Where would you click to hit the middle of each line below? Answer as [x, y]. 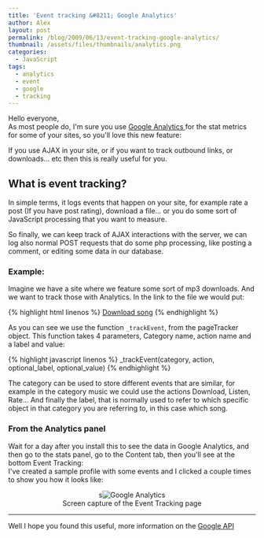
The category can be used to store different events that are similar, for [122, 384]
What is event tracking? [68, 183]
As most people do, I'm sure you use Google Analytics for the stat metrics [128, 127]
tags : [17, 67]
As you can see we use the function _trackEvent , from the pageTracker [123, 328]
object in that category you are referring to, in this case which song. [118, 408]
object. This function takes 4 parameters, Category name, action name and [130, 336]
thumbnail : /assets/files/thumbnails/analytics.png [94, 45]
